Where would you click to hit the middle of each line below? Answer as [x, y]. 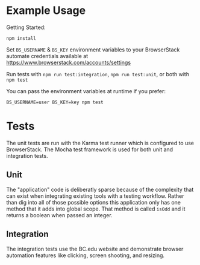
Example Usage [46, 11]
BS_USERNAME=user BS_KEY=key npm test [55, 102]
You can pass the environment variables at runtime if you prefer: [86, 91]
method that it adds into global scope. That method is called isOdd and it [96, 209]
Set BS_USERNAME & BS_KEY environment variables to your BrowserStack [93, 50]
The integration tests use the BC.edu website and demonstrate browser [95, 249]
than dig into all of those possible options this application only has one [93, 202]
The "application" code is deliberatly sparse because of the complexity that [100, 189]
